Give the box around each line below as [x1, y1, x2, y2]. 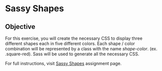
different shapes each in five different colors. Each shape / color [5, 41, 135, 47]
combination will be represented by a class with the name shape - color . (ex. [5, 46, 158, 51]
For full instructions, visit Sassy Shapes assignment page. [5, 61, 122, 66]
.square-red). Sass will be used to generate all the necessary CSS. [5, 51, 139, 57]
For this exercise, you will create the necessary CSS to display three [5, 35, 143, 41]
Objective [5, 23, 36, 31]
